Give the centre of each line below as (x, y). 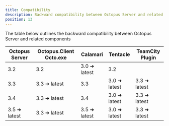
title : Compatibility (28, 10)
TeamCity (148, 51)
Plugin (148, 57)
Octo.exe (56, 57)
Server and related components (38, 39)
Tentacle (119, 54)
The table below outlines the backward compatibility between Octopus (78, 34)
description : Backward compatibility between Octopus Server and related (84, 15)
